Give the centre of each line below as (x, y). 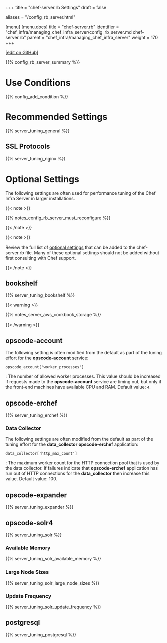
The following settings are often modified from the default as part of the (79, 439)
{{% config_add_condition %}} (37, 96)
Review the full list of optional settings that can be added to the (70, 247)
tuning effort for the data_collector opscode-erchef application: (72, 444)
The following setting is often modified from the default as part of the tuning (83, 353)
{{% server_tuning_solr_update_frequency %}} (53, 607)
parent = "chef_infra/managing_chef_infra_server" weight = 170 (93, 37)
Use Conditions (38, 83)
